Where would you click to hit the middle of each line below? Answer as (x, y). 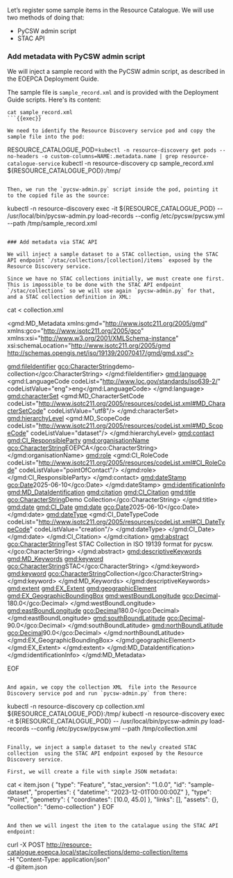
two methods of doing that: (46, 17)
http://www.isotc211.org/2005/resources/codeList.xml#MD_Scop (131, 426)
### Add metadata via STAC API (52, 242)
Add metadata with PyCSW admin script (76, 56)
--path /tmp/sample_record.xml (52, 224)
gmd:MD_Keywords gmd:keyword (55, 559)
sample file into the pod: (46, 137)
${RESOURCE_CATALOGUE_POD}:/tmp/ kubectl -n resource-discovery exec (116, 714)
